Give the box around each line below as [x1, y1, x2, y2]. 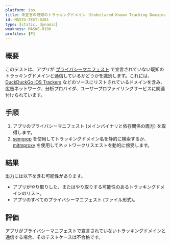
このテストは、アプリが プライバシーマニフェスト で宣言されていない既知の [5, 66, 164, 72]
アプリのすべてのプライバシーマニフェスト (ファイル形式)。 [12, 197, 138, 203]
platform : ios [5, 7, 36, 13]
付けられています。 [5, 92, 45, 98]
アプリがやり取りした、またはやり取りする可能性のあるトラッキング [12, 184, 156, 190]
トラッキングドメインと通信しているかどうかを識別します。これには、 [5, 72, 152, 78]
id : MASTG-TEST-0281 [5, 17, 50, 22]
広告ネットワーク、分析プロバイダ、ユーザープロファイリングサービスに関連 [5, 85, 165, 91]
